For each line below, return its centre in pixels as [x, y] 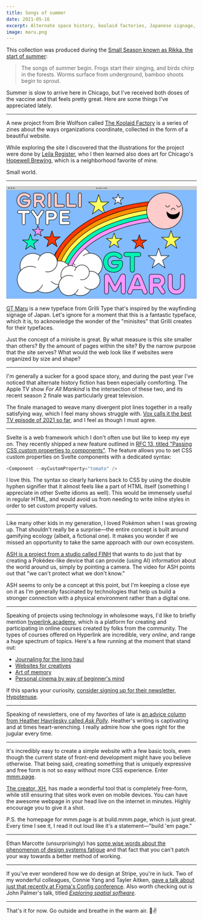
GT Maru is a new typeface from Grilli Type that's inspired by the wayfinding [101, 308]
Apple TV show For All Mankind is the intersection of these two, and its [95, 389]
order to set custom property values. [52, 506]
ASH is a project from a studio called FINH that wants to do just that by [94, 554]
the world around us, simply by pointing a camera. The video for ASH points [101, 567]
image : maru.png [27, 32]
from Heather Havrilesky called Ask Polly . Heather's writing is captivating [97, 721]
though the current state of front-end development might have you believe [99, 758]
